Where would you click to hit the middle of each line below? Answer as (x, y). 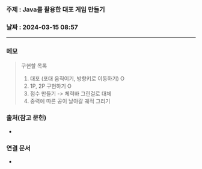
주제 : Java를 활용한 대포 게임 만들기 (56, 9)
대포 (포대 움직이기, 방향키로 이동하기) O (77, 78)
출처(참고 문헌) (26, 118)
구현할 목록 (34, 66)
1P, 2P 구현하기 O (51, 86)
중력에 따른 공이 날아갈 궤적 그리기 (70, 101)
